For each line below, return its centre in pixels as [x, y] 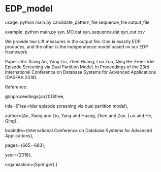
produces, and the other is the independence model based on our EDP [77, 46]
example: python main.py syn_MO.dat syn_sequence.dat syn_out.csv [75, 32]
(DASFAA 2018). [21, 77]
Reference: [16, 86]
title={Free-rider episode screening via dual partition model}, [67, 106]
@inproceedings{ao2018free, [35, 96]
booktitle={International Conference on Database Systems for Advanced [79, 130]
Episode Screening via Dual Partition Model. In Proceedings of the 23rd [77, 67]
